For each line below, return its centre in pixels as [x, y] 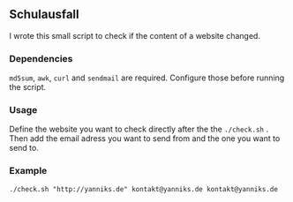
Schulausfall [44, 15]
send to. [24, 148]
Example [28, 171]
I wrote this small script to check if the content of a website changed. [135, 35]
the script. [28, 87]
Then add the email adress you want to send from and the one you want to [145, 138]
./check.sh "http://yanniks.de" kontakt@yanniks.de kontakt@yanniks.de [143, 189]
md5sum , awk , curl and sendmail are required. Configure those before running [147, 78]
